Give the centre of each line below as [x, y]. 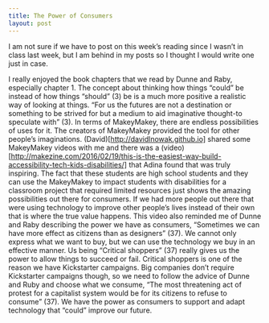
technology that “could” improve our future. [80, 310]
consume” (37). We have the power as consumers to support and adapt [126, 301]
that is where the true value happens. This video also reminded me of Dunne [135, 216]
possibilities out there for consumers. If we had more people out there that [131, 199]
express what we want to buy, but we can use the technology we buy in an [132, 242]
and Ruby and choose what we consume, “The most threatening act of [125, 284]
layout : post [30, 23]
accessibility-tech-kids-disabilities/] [67, 164]
